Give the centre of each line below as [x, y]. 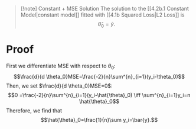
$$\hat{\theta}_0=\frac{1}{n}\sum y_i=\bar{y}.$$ [99, 120]
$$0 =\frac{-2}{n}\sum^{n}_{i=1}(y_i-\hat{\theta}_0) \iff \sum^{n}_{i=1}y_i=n [99, 95]
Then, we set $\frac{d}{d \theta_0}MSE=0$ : [60, 86]
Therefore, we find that [34, 110]
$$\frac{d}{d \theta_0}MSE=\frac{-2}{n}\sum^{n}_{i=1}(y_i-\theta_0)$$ [99, 76]
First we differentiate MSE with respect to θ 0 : [61, 66]
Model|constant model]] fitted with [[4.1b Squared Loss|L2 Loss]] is [102, 15]
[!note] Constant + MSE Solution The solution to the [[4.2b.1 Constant [104, 9]
